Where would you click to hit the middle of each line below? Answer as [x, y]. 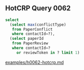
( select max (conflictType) [38, 25]
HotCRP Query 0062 [38, 8]
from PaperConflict [32, 29]
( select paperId [27, 39]
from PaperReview [30, 43]
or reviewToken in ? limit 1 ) [48, 52]
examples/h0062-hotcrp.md [34, 62]
